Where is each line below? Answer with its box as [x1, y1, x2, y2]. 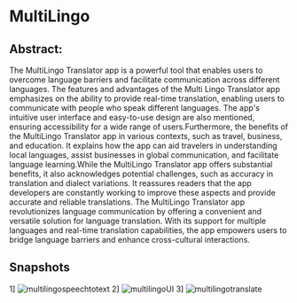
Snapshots [9, 260, 71, 276]
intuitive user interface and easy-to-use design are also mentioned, [9, 113, 255, 122]
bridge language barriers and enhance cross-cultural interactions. [9, 235, 251, 245]
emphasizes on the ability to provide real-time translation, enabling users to [9, 93, 285, 104]
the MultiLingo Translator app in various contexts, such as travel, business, [9, 131, 283, 141]
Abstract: [9, 42, 63, 57]
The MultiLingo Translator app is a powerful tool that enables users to [9, 65, 263, 75]
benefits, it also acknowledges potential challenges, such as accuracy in [9, 168, 274, 179]
